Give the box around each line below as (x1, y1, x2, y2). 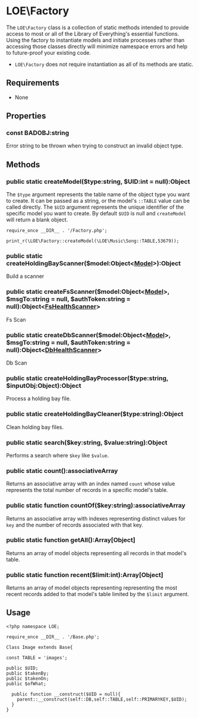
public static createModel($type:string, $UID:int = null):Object (6, 177, 190, 186)
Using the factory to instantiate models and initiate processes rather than (6, 36, 185, 43)
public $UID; (6, 665, 39, 671)
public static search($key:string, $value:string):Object (6, 438, 168, 447)
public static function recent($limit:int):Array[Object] (6, 570, 163, 579)
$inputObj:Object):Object (6, 381, 81, 390)
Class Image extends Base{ (6, 644, 73, 650)
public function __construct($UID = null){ (11, 691, 121, 697)
